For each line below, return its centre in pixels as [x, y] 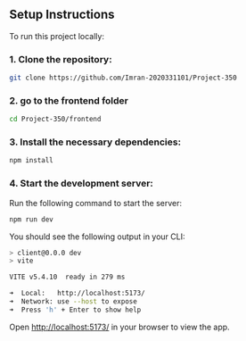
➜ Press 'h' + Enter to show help [75, 310]
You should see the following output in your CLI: [97, 237]
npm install [31, 161]
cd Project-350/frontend [55, 120]
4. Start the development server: [82, 184]
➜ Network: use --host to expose [74, 302]
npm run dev [31, 219]
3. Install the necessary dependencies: [95, 142]
